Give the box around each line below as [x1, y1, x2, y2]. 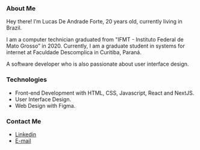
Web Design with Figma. [14, 102, 76, 109]
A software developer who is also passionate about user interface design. [6, 60, 189, 67]
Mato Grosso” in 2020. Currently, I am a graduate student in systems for [6, 42, 185, 49]
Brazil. [6, 24, 22, 31]
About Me [6, 4, 36, 13]
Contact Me [6, 117, 42, 125]
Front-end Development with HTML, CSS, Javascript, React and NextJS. [14, 89, 195, 96]
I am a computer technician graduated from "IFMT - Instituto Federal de [6, 36, 184, 43]
